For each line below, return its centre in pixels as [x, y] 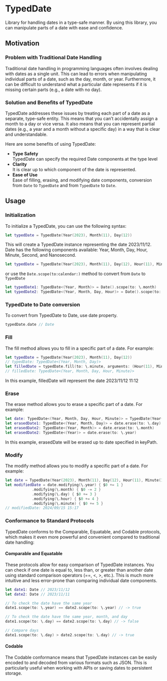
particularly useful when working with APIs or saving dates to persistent [79, 668]
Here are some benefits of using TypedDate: [50, 144]
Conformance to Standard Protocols [50, 521]
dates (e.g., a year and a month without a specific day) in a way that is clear [83, 129]
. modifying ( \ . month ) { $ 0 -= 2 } [66, 489]
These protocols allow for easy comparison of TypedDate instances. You [80, 565]
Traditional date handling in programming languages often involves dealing [82, 68]
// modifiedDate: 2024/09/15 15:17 [42, 508]
